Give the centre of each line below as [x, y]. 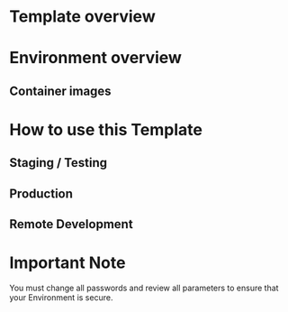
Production [41, 193]
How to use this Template [106, 129]
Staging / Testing [58, 163]
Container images [60, 91]
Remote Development [71, 224]
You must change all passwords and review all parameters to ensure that [144, 288]
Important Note [67, 263]
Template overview [82, 17]
